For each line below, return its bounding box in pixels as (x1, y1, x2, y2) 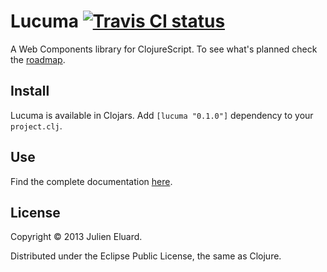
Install (10, 83, 50, 100)
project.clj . (10, 120, 63, 132)
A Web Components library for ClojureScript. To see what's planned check (10, 43, 318, 55)
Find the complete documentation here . (10, 175, 173, 187)
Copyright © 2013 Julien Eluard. (10, 231, 143, 243)
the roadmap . (10, 53, 66, 65)
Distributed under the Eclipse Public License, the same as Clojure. (10, 250, 282, 262)
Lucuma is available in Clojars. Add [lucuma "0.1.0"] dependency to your (10, 109, 314, 121)
